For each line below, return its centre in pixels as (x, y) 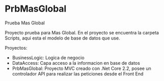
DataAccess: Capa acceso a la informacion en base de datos (76, 63)
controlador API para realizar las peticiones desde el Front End (78, 73)
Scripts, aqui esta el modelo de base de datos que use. (62, 38)
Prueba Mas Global (25, 23)
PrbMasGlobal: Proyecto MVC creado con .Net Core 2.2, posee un (81, 68)
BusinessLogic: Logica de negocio (48, 57)
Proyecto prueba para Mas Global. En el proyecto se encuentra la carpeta (82, 32)
